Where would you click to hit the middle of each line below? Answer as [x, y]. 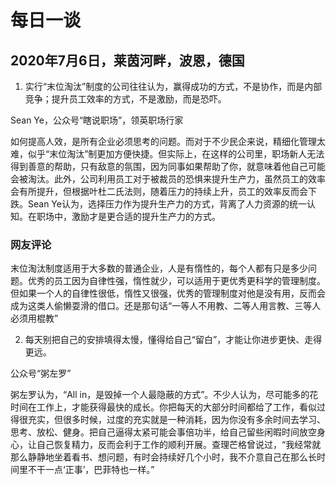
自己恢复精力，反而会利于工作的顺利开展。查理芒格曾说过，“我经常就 [179, 445]
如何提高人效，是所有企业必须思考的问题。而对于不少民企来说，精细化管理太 [168, 141]
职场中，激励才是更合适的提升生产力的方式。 [128, 216]
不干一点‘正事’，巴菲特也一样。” [91, 470]
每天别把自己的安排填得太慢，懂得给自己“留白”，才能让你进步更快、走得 [173, 340]
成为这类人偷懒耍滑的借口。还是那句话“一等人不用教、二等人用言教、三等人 [166, 306]
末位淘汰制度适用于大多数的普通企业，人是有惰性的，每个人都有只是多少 [159, 268]
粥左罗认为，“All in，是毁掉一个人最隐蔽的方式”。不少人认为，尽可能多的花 [164, 395]
